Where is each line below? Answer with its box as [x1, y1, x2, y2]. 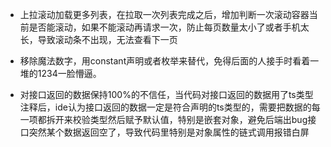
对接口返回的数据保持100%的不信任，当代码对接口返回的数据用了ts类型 [19, 89, 314, 100]
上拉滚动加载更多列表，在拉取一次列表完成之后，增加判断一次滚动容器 [19, 9, 310, 20]
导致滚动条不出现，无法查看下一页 [37, 34, 178, 45]
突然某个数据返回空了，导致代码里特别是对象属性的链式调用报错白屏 [28, 126, 310, 138]
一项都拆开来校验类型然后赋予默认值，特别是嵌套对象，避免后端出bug [19, 114, 308, 125]
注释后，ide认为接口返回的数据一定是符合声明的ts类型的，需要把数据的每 [19, 101, 321, 113]
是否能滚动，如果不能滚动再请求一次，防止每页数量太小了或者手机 [28, 21, 301, 33]
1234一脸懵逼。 [37, 68, 102, 79]
